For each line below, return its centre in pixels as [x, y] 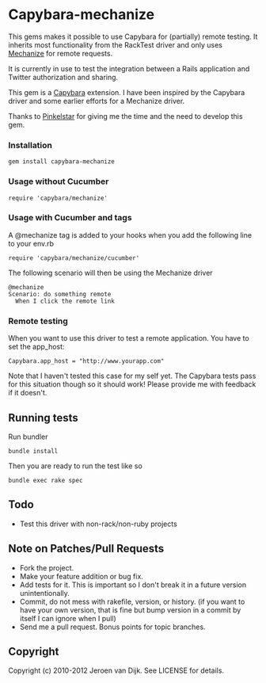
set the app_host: [36, 347]
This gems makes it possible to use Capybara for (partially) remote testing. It [133, 36]
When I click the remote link [65, 301]
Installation [30, 145]
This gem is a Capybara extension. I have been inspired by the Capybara [127, 92]
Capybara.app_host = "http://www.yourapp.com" [86, 361]
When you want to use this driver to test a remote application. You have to [129, 338]
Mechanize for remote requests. [61, 53]
